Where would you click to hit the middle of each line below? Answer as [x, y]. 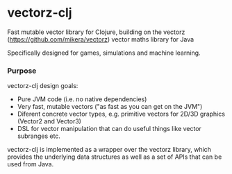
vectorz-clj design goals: [43, 86]
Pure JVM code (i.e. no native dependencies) [82, 99]
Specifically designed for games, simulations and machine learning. [104, 53]
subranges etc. [39, 136]
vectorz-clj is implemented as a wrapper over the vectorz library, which [109, 150]
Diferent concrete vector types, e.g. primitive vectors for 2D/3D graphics [121, 114]
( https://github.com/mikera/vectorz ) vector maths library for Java [101, 39]
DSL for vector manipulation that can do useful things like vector [109, 129]
